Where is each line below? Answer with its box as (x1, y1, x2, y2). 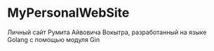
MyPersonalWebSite (7, 5, 130, 21)
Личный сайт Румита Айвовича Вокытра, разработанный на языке (7, 28, 207, 36)
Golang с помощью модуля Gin (7, 35, 100, 43)
